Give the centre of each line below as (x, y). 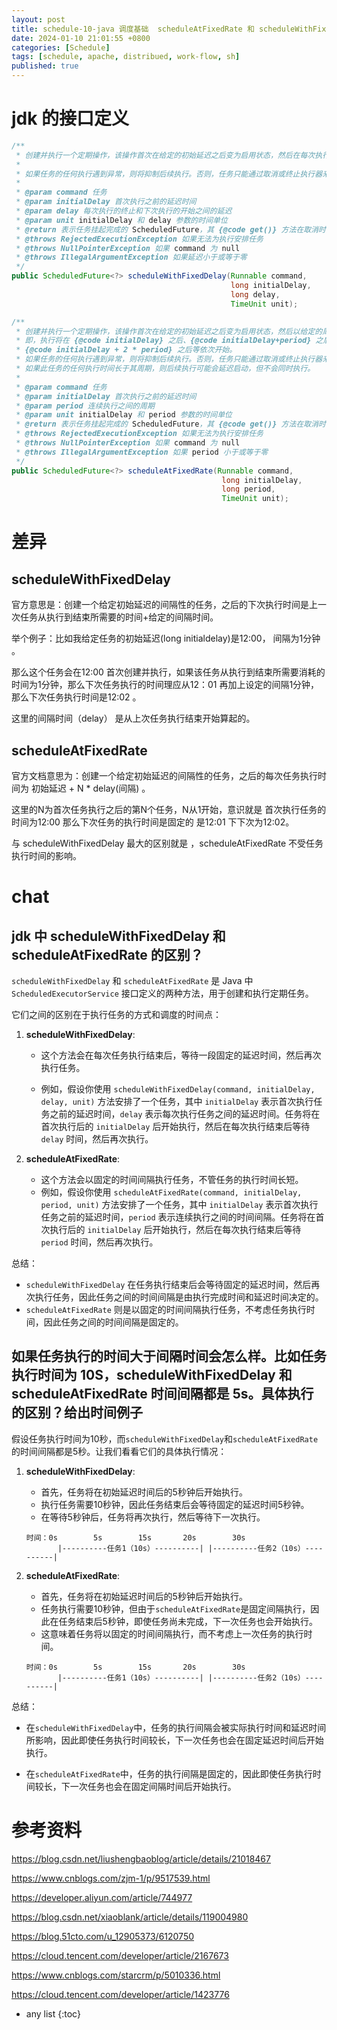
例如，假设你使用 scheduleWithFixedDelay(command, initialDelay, (178, 1089)
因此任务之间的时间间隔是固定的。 (113, 1322)
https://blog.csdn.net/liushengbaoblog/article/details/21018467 (141, 1858)
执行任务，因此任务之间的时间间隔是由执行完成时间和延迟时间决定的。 (179, 1297)
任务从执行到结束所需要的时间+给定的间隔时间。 (119, 617)
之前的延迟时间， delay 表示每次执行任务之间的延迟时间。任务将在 (185, 1114)
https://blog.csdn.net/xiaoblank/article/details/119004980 (130, 1917)
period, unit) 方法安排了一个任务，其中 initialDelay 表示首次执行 (179, 1204)
